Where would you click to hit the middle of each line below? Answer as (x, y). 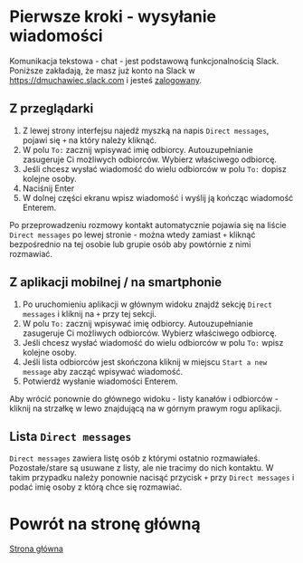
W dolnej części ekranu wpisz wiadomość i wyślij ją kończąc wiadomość (158, 197)
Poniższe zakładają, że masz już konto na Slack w (103, 71)
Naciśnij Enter (48, 188)
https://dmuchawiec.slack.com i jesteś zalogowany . (105, 80)
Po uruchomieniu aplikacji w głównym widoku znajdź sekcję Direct (147, 304)
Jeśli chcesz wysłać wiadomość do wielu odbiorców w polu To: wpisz (153, 342)
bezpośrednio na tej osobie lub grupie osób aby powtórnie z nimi (130, 244)
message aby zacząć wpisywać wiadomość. (103, 371)
